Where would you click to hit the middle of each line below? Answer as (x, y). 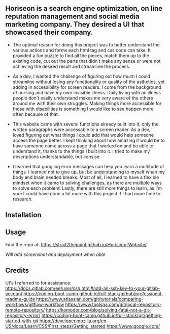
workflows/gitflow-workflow (35, 304)
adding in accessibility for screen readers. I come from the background (87, 87)
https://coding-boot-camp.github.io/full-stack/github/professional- (93, 293)
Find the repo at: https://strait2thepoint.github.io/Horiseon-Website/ (76, 244)
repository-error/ (23, 315)
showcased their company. (49, 32)
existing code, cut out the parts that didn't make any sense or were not (87, 61)
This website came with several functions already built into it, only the (86, 124)
